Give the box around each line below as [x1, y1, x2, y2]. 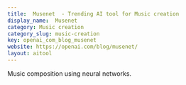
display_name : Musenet [7, 17, 78, 24]
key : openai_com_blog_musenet [7, 37, 97, 44]
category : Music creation [7, 23, 84, 30]
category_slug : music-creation [7, 30, 100, 38]
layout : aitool [7, 50, 53, 57]
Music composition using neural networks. [7, 69, 132, 78]
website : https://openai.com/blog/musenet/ [7, 43, 138, 50]
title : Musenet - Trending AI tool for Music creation [7, 10, 180, 18]
